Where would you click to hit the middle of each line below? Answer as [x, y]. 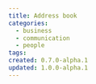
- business [34, 30]
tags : [17, 53]
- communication [43, 38]
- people [30, 46]
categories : [28, 23]
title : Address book [43, 16]
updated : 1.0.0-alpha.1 [48, 68]
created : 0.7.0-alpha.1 [48, 61]
